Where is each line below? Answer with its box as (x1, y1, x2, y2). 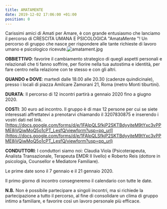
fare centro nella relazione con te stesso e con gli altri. (5, 66, 117, 72)
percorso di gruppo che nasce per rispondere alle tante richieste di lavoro (5, 41, 157, 47)
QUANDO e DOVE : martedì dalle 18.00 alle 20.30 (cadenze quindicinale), (5, 76, 154, 82)
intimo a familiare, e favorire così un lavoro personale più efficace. (5, 198, 141, 204)
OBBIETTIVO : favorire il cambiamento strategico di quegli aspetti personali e (5, 56, 163, 62)
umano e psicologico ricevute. (5, 46, 67, 52)
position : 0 (5, 16, 30, 21)
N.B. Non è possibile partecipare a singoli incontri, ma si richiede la (5, 187, 144, 193)
